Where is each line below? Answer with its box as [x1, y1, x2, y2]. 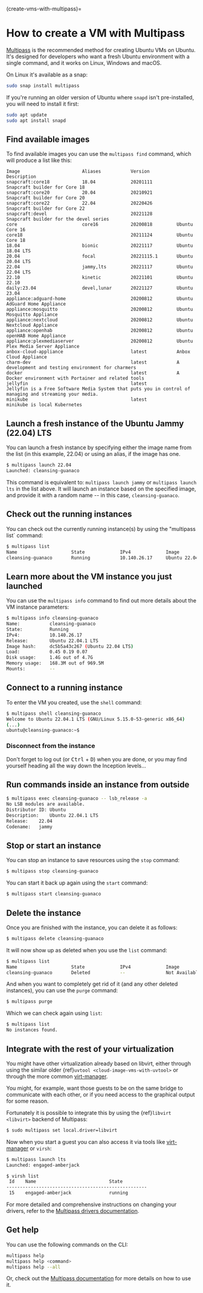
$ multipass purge [6, 998, 53, 1005]
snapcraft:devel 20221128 [6, 211, 153, 217]
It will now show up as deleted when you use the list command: [6, 946, 167, 954]
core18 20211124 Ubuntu [6, 232, 193, 238]
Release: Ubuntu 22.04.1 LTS [6, 638, 98, 644]
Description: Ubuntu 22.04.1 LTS [6, 812, 98, 818]
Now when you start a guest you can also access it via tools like [6, 1138, 166, 1145]
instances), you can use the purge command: [6, 987, 118, 994]
